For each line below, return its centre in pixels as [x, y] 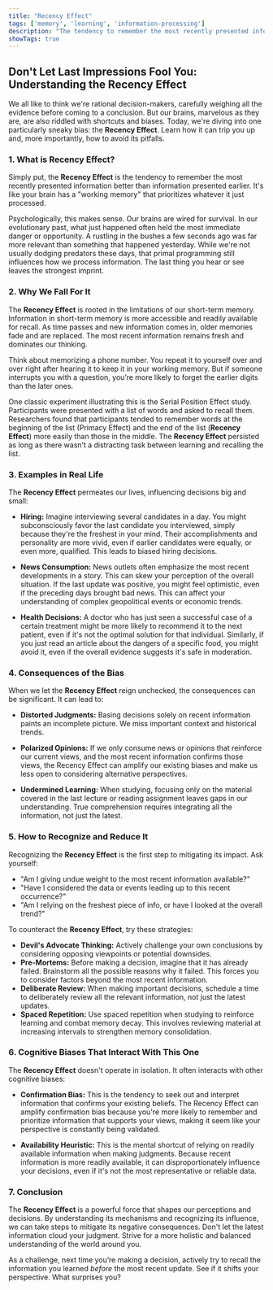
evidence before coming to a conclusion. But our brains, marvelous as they [134, 113]
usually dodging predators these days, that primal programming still [122, 254]
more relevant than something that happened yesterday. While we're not [129, 245]
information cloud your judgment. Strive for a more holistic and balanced [130, 1236]
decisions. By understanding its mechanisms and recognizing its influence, [134, 1218]
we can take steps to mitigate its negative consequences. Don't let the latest [136, 1227]
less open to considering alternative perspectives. [104, 774]
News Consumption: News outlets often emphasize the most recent [134, 567]
